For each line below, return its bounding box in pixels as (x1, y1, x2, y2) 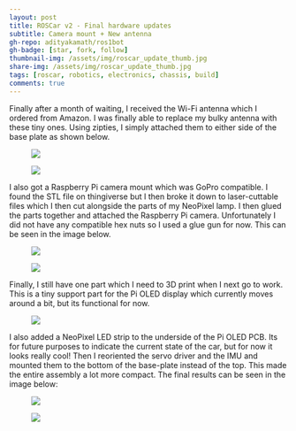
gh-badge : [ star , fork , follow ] (9, 46, 128, 55)
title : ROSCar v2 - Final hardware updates (9, 21, 172, 30)
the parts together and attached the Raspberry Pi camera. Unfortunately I (9, 210, 277, 220)
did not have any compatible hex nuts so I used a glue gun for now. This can (9, 219, 286, 230)
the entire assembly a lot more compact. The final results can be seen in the (9, 369, 286, 380)
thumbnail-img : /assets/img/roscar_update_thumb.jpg (9, 54, 208, 63)
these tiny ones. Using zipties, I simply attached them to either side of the (9, 121, 277, 133)
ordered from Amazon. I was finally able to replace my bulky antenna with (9, 112, 277, 123)
